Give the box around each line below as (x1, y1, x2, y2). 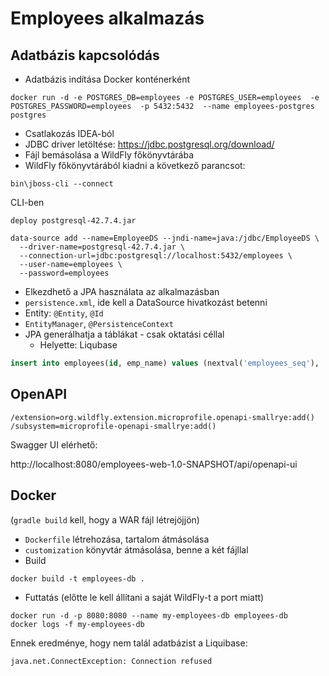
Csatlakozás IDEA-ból (24, 128, 115, 139)
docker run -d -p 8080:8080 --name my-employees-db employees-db (10, 610, 288, 621)
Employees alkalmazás (10, 7, 205, 30)
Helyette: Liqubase (39, 339, 118, 351)
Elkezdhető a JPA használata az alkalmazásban (24, 286, 220, 297)
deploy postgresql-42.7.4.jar (10, 216, 137, 226)
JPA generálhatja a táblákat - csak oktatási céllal (24, 328, 225, 340)
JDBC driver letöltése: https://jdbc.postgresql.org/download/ (24, 138, 275, 150)
